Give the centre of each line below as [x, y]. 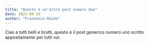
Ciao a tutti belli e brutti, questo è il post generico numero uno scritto [74, 32]
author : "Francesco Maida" [33, 18]
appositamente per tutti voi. [33, 37]
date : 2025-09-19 [23, 14]
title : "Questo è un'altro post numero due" [51, 9]
